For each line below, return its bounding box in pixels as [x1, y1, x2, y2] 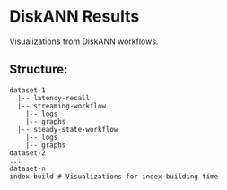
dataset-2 [9, 148, 47, 158]
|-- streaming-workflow [17, 101, 106, 110]
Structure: [9, 62, 68, 77]
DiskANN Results [9, 6, 140, 27]
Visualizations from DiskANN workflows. [9, 36, 159, 47]
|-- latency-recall [17, 93, 91, 102]
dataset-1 [9, 85, 47, 95]
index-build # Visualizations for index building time [9, 172, 219, 181]
